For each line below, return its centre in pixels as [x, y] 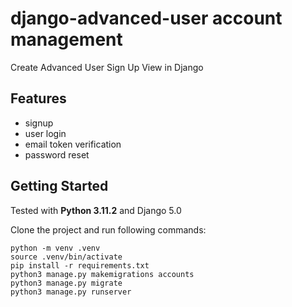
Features [38, 98]
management [66, 39]
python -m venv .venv [55, 248]
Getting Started [59, 186]
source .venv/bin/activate [66, 257]
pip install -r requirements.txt [80, 265]
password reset [57, 154]
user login [45, 133]
